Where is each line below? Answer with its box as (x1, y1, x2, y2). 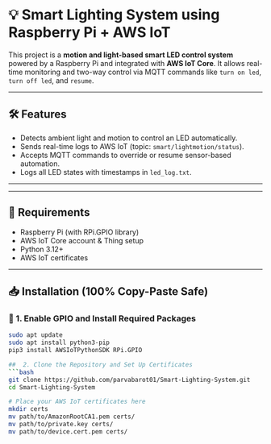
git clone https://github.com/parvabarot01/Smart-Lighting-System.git (8, 376, 251, 384)
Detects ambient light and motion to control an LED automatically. (19, 133, 238, 143)
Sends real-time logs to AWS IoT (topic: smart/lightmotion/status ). (19, 141, 244, 151)
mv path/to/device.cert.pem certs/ (8, 427, 128, 436)
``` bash (8, 368, 35, 376)
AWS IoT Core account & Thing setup (19, 235, 144, 245)
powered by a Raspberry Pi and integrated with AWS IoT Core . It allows (8, 58, 245, 68)
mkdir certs (8, 405, 48, 413)
